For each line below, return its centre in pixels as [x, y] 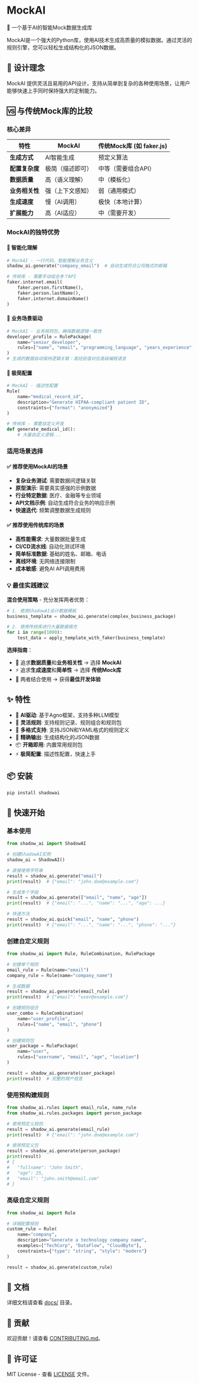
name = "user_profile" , [44, 1018]
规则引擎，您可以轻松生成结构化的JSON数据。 [63, 47]
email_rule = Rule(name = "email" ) [48, 970]
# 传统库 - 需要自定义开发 [35, 424]
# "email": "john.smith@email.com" [53, 1178]
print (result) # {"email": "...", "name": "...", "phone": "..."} [92, 925]
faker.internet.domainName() [53, 299]
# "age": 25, [25, 1173]
